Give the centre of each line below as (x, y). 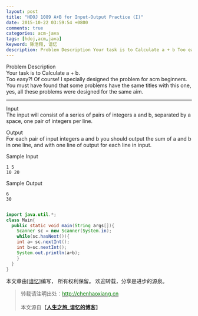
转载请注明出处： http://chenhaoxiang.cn (70, 294)
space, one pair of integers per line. (49, 121)
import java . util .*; (32, 214)
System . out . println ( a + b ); (49, 253)
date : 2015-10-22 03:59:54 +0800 (47, 22)
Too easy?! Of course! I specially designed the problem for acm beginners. (97, 79)
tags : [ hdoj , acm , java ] (34, 39)
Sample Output (24, 183)
